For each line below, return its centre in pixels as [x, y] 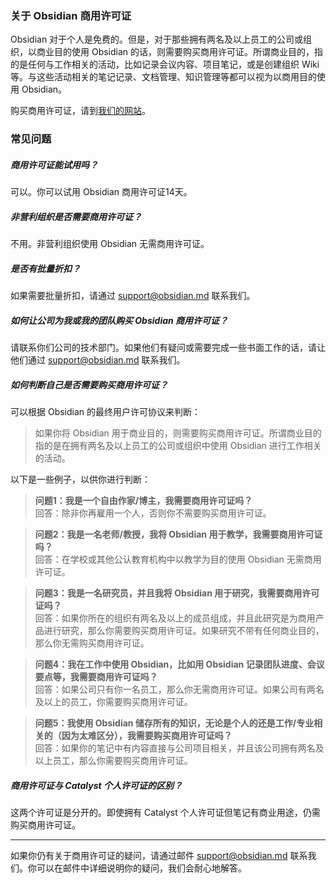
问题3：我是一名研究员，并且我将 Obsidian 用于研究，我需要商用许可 [177, 593]
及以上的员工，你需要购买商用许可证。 [113, 702]
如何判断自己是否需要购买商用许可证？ [89, 384]
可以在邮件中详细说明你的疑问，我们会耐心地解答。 [141, 868]
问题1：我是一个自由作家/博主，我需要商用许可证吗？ [143, 501]
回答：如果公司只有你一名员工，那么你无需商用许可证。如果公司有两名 [179, 689]
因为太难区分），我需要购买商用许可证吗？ [147, 736]
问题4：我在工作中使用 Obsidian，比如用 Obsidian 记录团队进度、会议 [179, 664]
